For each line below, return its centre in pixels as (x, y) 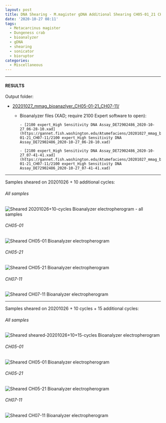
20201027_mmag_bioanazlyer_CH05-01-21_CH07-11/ (66, 106)
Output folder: (19, 97)
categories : (17, 60)
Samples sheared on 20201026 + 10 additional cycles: (60, 182)
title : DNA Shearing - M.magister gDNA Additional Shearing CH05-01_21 (80, 14)
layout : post (19, 10)
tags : (11, 24)
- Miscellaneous (26, 65)
